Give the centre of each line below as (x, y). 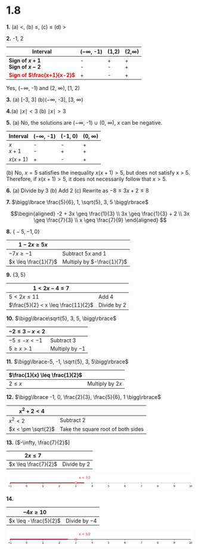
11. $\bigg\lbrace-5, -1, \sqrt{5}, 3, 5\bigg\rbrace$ (68, 362)
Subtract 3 (63, 340)
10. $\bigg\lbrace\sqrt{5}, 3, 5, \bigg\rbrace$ (61, 318)
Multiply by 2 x (105, 384)
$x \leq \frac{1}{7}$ (33, 261)
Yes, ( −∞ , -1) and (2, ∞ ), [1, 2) (43, 88)
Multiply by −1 (68, 348)
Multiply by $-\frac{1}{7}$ (95, 261)
